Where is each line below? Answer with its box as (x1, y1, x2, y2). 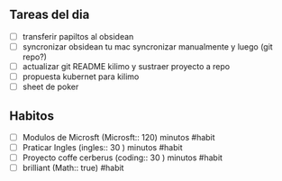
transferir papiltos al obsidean (22, 31, 134, 41)
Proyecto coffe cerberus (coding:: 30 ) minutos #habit (22, 152, 223, 163)
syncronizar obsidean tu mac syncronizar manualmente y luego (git (22, 41, 273, 52)
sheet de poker (22, 81, 79, 93)
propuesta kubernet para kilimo (22, 71, 140, 82)
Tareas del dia (9, 7, 90, 23)
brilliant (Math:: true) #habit (22, 162, 124, 174)
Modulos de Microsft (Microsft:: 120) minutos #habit (22, 131, 215, 142)
